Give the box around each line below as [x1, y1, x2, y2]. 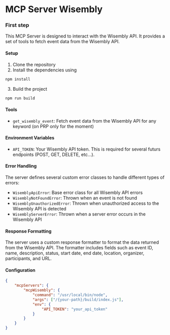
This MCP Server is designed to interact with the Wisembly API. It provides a [5, 33, 165, 39]
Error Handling [5, 163, 37, 169]
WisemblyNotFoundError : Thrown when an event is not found [12, 195, 138, 201]
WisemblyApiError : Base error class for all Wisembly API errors [12, 190, 143, 196]
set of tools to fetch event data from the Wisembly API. [5, 39, 120, 45]
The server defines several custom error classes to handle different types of [5, 174, 165, 180]
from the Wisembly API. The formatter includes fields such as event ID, [5, 245, 153, 251]
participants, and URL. [5, 255, 52, 262]
